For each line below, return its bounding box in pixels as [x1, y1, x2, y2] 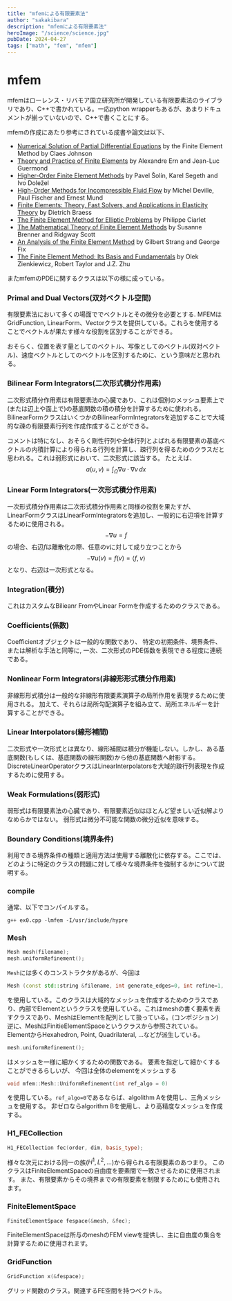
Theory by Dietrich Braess [17, 208, 92, 216]
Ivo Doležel [17, 178, 50, 187]
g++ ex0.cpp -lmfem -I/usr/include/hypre [7, 916, 128, 924]
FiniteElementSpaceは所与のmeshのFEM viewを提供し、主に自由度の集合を [7, 1231, 222, 1239]
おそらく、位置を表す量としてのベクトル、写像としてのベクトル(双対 [7, 342, 203, 351]
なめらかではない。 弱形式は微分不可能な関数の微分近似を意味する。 [7, 815, 202, 823]
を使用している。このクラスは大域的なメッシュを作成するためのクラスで [7, 995, 213, 1004]
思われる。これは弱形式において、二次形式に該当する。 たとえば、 [7, 453, 196, 462]
